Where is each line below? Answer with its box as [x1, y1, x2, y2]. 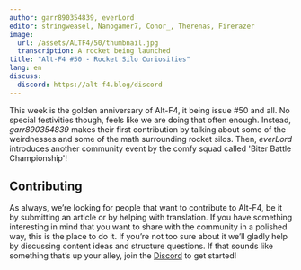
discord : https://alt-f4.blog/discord [17, 80, 164, 89]
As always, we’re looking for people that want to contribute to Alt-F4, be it [9, 202, 283, 213]
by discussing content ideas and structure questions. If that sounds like [9, 240, 274, 252]
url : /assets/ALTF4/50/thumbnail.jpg [17, 38, 159, 48]
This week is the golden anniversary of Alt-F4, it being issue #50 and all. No [9, 104, 290, 115]
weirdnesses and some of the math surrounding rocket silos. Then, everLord [9, 133, 293, 144]
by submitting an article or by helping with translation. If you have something [9, 212, 293, 223]
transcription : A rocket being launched [17, 47, 171, 56]
